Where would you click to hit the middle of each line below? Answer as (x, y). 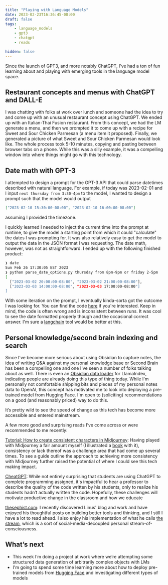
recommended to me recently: (36, 430)
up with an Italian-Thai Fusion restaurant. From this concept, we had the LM (83, 123)
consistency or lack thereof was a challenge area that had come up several (83, 451)
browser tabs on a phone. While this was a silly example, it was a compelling (84, 150)
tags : (11, 24)
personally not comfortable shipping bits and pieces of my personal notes (81, 384)
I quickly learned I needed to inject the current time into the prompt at (77, 227)
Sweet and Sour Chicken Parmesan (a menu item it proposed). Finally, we (81, 133)
